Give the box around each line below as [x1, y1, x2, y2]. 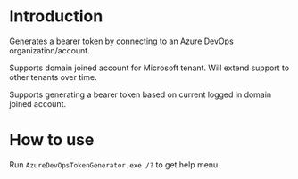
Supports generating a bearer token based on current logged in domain [9, 89, 272, 100]
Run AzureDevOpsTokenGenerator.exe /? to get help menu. [9, 159, 220, 170]
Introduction [9, 6, 103, 27]
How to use [9, 130, 95, 151]
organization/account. [9, 45, 91, 55]
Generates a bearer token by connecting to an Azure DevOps [9, 36, 234, 46]
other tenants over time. [9, 71, 97, 82]
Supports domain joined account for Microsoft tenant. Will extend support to [9, 62, 290, 73]
